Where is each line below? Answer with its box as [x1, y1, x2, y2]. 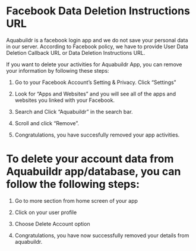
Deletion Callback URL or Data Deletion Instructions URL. [6, 49, 146, 56]
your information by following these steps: [6, 67, 109, 74]
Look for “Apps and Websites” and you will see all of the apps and [14, 90, 176, 97]
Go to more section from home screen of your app [14, 197, 138, 204]
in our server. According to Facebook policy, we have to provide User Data [6, 43, 188, 50]
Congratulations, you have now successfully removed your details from [14, 231, 189, 239]
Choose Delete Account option [14, 220, 90, 227]
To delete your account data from [6, 152, 174, 166]
